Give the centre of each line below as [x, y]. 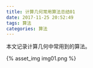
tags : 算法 [19, 23]
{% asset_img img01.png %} [41, 58]
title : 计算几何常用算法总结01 [41, 12]
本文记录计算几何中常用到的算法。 [48, 46]
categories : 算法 [27, 29]
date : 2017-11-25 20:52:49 [40, 17]
